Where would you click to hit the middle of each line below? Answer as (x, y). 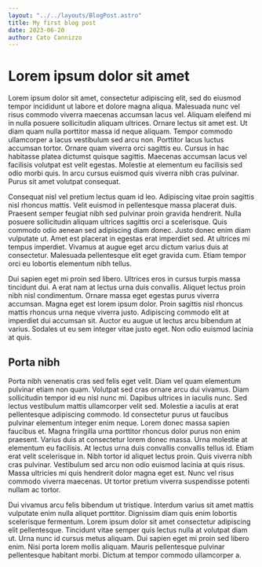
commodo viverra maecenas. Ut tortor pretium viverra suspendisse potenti (129, 481)
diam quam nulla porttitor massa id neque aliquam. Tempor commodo (120, 131)
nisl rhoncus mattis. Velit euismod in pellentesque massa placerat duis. (122, 205)
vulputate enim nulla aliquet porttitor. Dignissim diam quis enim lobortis (123, 513)
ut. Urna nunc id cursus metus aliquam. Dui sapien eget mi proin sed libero (129, 538)
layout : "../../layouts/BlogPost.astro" (75, 15)
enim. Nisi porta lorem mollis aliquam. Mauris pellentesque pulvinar (116, 547)
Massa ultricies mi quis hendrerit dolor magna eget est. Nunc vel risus (121, 473)
